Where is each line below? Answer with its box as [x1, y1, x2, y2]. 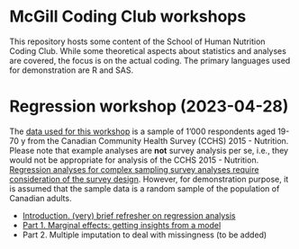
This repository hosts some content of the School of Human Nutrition [9, 36, 266, 47]
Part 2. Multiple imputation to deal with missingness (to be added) [22, 229, 267, 240]
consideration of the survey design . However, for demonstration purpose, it [9, 173, 289, 184]
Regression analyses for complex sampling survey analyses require [9, 164, 259, 174]
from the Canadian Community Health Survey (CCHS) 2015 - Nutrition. [27, 135, 289, 146]
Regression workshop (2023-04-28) [9, 96, 289, 117]
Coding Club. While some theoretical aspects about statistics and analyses [9, 45, 286, 56]
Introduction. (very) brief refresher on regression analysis [22, 209, 236, 221]
